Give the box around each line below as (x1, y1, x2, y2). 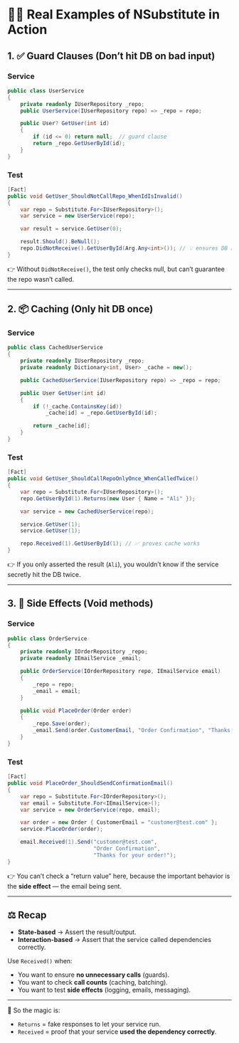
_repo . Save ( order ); (33, 720, 91, 728)
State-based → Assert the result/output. (17, 928, 137, 936)
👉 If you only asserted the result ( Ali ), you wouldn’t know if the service (7, 560, 219, 568)
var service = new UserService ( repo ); (20, 213, 135, 220)
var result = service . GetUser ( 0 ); (20, 226, 122, 233)
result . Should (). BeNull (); (20, 238, 100, 245)
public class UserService (7, 87, 84, 95)
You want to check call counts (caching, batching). (17, 978, 169, 987)
